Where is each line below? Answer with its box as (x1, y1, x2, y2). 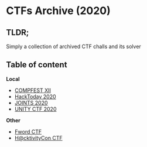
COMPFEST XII (14, 87, 51, 94)
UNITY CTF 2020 (14, 105, 57, 112)
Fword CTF (14, 128, 42, 135)
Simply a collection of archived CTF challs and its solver (6, 43, 142, 50)
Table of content (6, 60, 67, 70)
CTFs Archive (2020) (6, 4, 111, 18)
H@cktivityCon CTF (14, 134, 63, 141)
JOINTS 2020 (14, 99, 48, 106)
